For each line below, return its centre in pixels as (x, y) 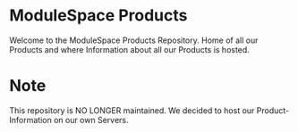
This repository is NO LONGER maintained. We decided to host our (132, 110)
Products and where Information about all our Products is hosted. (130, 49)
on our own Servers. (91, 120)
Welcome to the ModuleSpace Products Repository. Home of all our (134, 40)
